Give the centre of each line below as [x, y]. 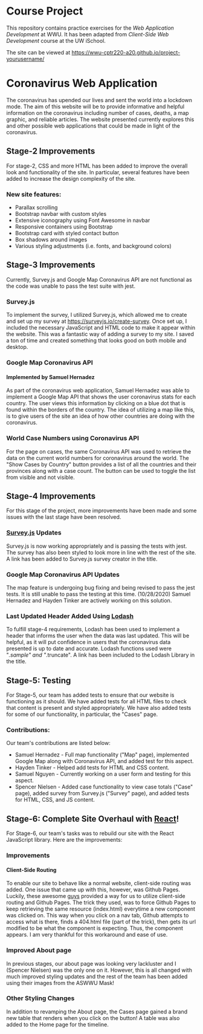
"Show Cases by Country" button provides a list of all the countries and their [101, 464]
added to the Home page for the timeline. [57, 1024]
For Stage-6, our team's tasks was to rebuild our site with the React [90, 833]
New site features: [34, 194]
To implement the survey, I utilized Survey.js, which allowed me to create [97, 315]
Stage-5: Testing [39, 681]
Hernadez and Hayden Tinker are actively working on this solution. [89, 600]
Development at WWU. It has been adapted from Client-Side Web [88, 34]
